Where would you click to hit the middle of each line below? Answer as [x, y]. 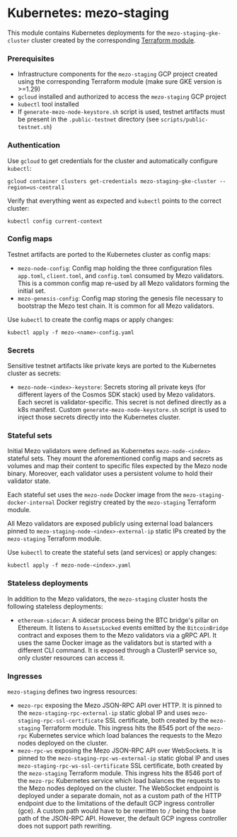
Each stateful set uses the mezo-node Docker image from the [94, 495]
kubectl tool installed [48, 104]
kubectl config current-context [55, 221]
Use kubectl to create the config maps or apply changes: [91, 319]
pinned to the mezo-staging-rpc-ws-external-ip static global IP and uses [123, 758]
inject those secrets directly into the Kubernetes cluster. [99, 417]
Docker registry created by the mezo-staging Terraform [136, 502]
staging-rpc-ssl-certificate [60, 721]
